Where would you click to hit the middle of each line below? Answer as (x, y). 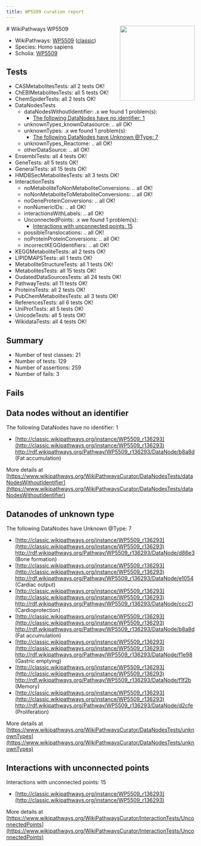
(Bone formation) (36, 559)
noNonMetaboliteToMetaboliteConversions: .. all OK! (88, 195)
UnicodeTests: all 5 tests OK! (50, 316)
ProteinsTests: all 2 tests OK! (50, 290)
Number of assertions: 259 (48, 368)
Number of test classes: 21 (48, 355)
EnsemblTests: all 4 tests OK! (51, 156)
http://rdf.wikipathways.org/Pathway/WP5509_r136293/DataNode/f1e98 (103, 655)
